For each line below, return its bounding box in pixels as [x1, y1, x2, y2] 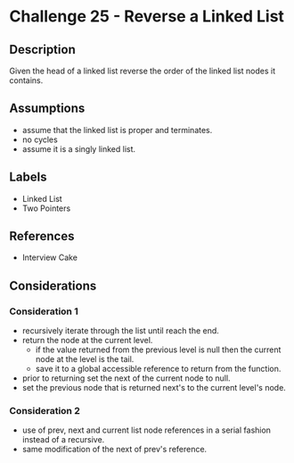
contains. [9, 75, 44, 86]
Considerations [9, 278, 97, 293]
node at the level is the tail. [35, 354, 135, 365]
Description [9, 42, 76, 57]
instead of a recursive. [21, 434, 105, 445]
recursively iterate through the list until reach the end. [21, 325, 220, 336]
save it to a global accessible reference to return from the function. [35, 364, 282, 375]
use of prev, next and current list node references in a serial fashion [21, 425, 272, 435]
